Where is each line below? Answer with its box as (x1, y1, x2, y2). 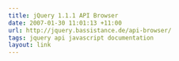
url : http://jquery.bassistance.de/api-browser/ (8, 26, 172, 34)
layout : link (8, 41, 51, 49)
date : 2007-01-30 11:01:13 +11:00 (8, 19, 123, 27)
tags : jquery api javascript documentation (8, 33, 154, 42)
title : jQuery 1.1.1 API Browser (8, 11, 119, 20)
